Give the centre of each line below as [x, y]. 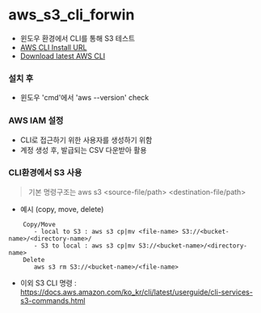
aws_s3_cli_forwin [72, 15]
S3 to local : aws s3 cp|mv [88, 245]
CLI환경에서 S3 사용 [45, 173]
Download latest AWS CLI [63, 56]
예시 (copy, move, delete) [62, 209]
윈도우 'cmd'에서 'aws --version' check [84, 98]
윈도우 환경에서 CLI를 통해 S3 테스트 [78, 38]
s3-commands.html [53, 300]
